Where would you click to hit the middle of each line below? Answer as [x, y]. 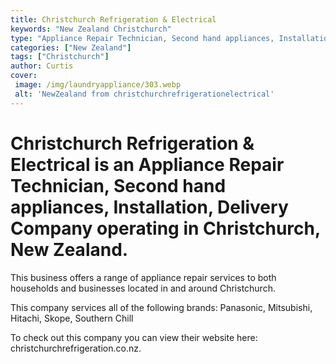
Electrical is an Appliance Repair [147, 164]
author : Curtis [42, 66]
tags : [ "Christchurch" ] [60, 57]
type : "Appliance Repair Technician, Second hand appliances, [142, 38]
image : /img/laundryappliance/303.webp [98, 85]
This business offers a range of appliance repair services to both [143, 277]
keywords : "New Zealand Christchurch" [91, 29]
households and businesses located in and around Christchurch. [143, 288]
